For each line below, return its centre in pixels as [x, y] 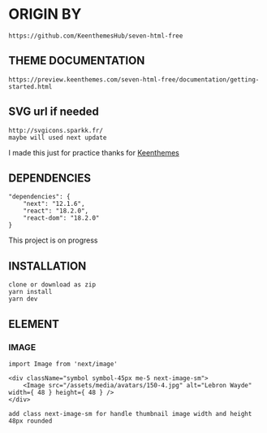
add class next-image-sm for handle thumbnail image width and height [130, 413]
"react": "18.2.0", [56, 211]
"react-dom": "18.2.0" [61, 218]
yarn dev [23, 299]
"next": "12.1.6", [54, 204]
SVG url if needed [54, 112]
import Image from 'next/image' [63, 364]
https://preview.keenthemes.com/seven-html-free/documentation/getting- [134, 79]
